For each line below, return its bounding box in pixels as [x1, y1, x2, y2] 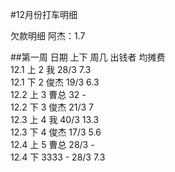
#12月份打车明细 [10, 9, 78, 20]
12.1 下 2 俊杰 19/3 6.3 [10, 76, 100, 88]
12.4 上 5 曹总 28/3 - [10, 139, 95, 150]
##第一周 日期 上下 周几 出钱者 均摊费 [10, 51, 166, 63]
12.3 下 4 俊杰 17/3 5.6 [10, 126, 102, 138]
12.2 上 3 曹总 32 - [10, 89, 87, 100]
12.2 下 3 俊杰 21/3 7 [10, 101, 94, 113]
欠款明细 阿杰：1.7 [10, 30, 86, 42]
